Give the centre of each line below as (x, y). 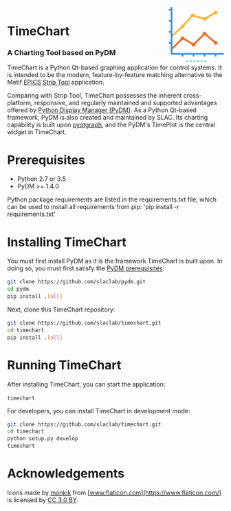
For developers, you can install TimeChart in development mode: (99, 411)
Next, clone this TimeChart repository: (61, 309)
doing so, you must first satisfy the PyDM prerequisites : (86, 268)
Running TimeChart (64, 365)
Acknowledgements (66, 474)
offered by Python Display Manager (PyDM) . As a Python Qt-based (102, 110)
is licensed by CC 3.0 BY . (43, 500)
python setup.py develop (43, 439)
